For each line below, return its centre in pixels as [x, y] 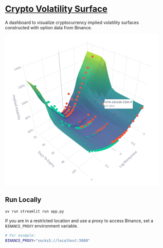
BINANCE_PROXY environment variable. [42, 226]
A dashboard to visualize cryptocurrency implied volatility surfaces [72, 22]
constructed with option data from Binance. [49, 27]
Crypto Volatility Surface [56, 9]
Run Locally [23, 200]
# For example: [20, 235]
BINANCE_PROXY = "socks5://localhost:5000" [48, 240]
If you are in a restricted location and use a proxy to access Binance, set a [79, 221]
